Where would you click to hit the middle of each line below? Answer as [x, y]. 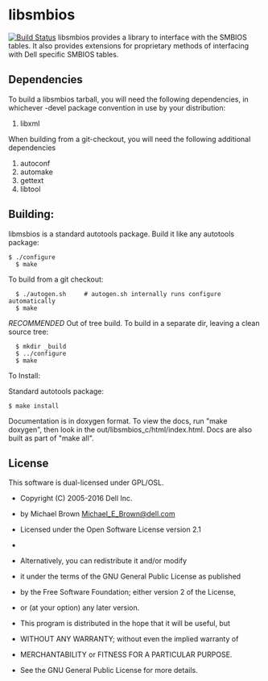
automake [37, 172]
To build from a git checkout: [56, 279]
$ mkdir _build [41, 346]
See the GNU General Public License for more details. [109, 671]
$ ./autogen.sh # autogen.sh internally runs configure [118, 294]
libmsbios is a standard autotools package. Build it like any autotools [122, 234]
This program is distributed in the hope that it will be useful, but [125, 624]
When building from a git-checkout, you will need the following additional [130, 139]
